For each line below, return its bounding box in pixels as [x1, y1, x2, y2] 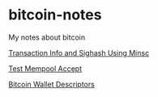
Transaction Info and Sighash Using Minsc [8, 48, 150, 57]
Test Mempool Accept [8, 63, 83, 74]
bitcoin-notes [8, 6, 102, 24]
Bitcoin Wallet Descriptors [8, 79, 95, 89]
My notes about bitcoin [8, 32, 86, 42]
